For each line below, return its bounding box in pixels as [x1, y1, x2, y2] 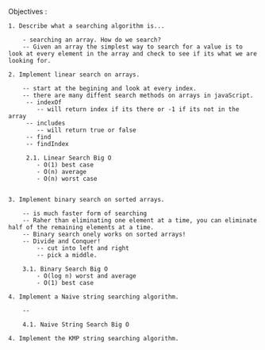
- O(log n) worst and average [36, 272, 136, 280]
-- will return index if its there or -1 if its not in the [36, 106, 240, 113]
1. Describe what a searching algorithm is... [8, 22, 165, 30]
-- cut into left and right [36, 244, 129, 252]
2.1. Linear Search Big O [25, 154, 112, 162]
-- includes [25, 119, 66, 127]
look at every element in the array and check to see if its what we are [8, 50, 258, 58]
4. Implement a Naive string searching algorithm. [8, 293, 179, 301]
